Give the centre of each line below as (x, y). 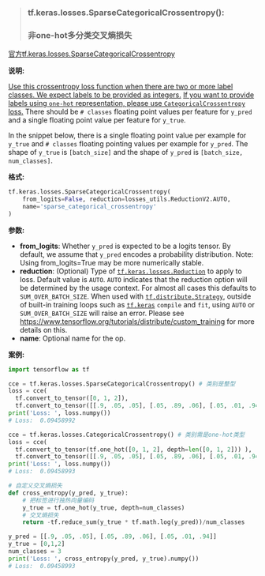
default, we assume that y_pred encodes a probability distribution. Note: (136, 254)
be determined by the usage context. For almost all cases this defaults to (138, 288)
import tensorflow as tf (49, 369)
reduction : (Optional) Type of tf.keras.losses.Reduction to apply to (131, 271)
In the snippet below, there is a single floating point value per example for (127, 136)
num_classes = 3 (35, 552)
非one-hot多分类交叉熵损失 (80, 35)
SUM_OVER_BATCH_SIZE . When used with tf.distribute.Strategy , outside (135, 296)
